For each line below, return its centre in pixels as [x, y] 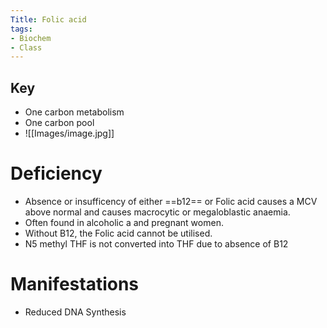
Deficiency [56, 173]
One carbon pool [59, 123]
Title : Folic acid [48, 19]
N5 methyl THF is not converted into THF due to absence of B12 [156, 244]
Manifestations [75, 284]
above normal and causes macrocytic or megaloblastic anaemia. [157, 212]
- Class [26, 47]
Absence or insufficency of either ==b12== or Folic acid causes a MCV [171, 201]
